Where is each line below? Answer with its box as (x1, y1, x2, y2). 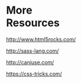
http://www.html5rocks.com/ (6, 36, 76, 43)
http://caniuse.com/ (6, 59, 54, 66)
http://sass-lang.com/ (6, 47, 59, 54)
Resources (6, 16, 60, 30)
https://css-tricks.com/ (6, 70, 62, 77)
